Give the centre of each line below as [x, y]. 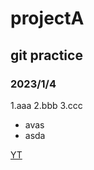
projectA [47, 18]
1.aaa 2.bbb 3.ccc [46, 105]
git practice [46, 55]
